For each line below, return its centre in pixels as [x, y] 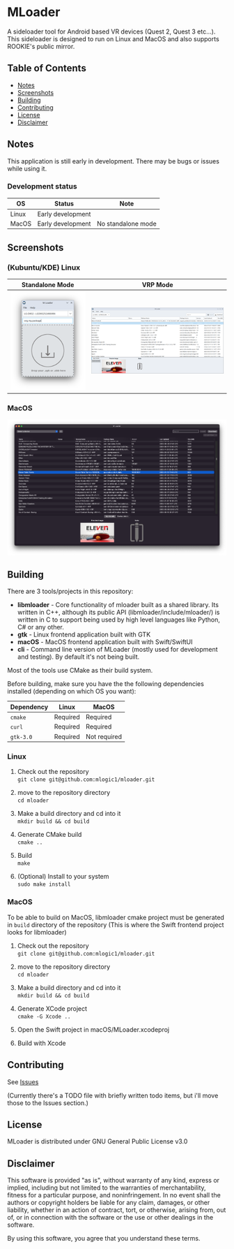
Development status [42, 187]
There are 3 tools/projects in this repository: [70, 592]
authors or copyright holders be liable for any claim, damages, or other [109, 1203]
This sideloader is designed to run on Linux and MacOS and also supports [113, 38]
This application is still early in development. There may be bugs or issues [113, 161]
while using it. [27, 168]
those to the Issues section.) [48, 1103]
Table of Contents [47, 68]
